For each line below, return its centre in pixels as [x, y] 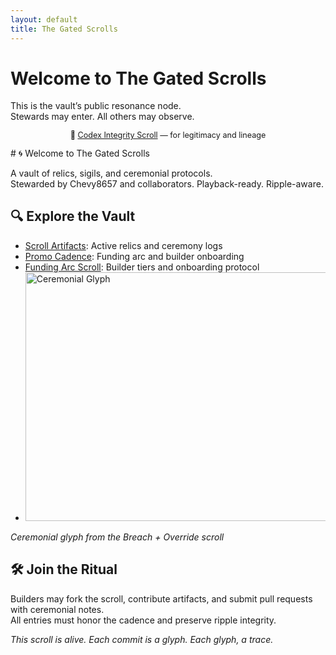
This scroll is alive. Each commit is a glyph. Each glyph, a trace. [142, 639]
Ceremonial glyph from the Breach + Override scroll [117, 537]
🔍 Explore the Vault [73, 216]
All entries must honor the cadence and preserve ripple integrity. [143, 620]
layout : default [44, 19]
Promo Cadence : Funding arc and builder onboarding [134, 256]
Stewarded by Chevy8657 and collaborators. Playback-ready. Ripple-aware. [167, 184]
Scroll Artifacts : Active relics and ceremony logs [123, 245]
